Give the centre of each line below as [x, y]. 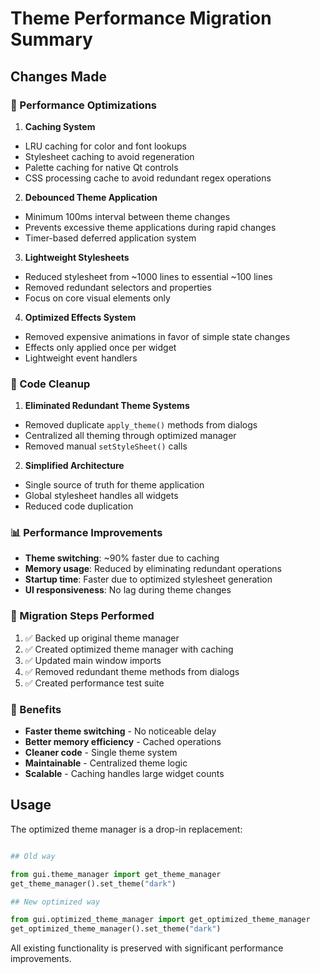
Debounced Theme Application [91, 197]
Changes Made [58, 76]
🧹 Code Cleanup [50, 384]
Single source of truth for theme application [114, 485]
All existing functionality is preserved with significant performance [147, 948]
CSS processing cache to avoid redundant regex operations [148, 178]
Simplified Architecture [74, 466]
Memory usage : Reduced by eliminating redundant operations [153, 569]
